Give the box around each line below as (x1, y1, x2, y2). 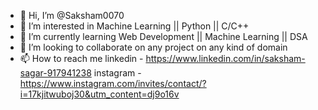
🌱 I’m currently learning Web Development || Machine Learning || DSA (19, 31, 308, 42)
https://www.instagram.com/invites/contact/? (19, 78, 207, 89)
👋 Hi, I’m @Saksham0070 (19, 10, 125, 21)
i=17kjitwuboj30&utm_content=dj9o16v (19, 88, 180, 100)
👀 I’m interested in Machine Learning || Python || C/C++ (19, 20, 250, 32)
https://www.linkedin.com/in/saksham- (145, 53, 306, 64)
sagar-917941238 (19, 67, 92, 79)
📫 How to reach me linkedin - (19, 53, 144, 64)
